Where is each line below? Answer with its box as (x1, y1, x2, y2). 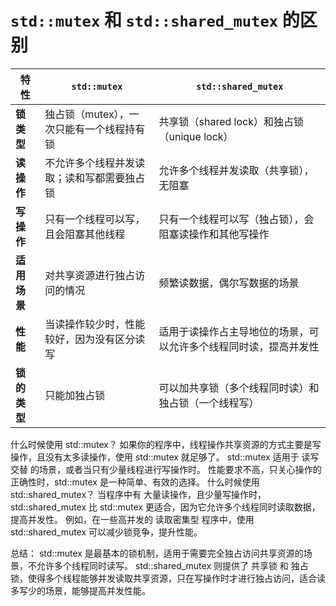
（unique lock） (158, 129, 234, 143)
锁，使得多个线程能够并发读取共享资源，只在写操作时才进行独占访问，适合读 (10, 572, 326, 584)
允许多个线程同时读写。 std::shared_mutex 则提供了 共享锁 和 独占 (36, 559, 309, 571)
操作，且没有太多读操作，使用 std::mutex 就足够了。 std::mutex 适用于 (10, 451, 300, 463)
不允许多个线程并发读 (44, 156, 146, 170)
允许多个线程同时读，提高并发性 (168, 339, 320, 353)
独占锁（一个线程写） (158, 396, 260, 410)
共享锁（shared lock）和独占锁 (158, 114, 304, 128)
